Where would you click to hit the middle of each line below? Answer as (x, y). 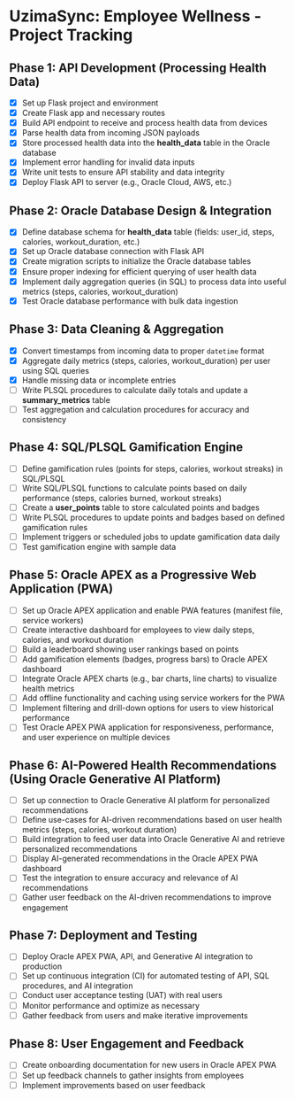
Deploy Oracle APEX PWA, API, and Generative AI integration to (137, 956)
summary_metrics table (66, 399)
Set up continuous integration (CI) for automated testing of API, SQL (145, 976)
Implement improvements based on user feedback (113, 1085)
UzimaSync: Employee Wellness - (136, 16)
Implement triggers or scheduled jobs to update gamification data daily (151, 537)
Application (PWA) (61, 589)
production (42, 966)
